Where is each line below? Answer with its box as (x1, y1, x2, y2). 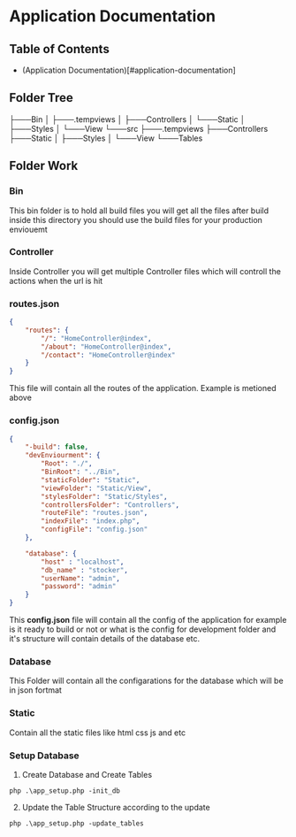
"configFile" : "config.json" (41, 525, 148, 534)
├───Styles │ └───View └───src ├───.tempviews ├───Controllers (9, 123, 269, 134)
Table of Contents (9, 42, 110, 57)
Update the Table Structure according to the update (21, 802, 210, 812)
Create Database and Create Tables (21, 769, 153, 779)
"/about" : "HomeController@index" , (41, 342, 172, 351)
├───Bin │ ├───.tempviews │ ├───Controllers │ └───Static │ (9, 113, 246, 125)
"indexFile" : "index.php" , (41, 517, 140, 526)
